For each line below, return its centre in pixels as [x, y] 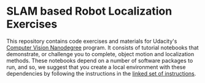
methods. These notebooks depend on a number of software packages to [100, 60]
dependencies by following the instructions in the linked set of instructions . [101, 73]
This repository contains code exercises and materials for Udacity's [92, 41]
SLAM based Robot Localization [89, 11]
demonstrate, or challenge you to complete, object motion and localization [100, 54]
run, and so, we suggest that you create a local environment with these [96, 67]
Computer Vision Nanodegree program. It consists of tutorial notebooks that [102, 48]
